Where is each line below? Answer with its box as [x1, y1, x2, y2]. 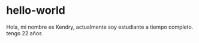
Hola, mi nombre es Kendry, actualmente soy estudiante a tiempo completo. [6, 23, 194, 30]
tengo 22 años [6, 29, 42, 36]
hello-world [6, 4, 66, 17]
